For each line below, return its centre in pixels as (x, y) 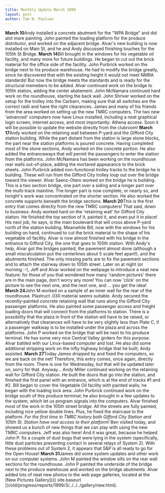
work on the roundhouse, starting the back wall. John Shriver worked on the (82, 96)
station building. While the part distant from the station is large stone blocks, (82, 138)
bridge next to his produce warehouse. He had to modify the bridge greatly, (82, 70)
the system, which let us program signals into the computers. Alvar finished (82, 401)
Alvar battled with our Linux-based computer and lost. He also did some (78, 343)
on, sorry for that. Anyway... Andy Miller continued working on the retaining (82, 370)
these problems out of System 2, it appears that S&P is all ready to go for (79, 448)
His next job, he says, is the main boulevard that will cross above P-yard (78, 222)
